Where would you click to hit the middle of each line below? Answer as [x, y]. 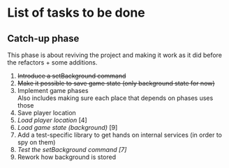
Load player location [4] [52, 120]
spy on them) [36, 142]
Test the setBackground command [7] [72, 150]
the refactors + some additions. [52, 62]
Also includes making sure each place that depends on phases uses [115, 98]
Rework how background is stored [67, 157]
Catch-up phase [43, 39]
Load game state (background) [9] [67, 127]
